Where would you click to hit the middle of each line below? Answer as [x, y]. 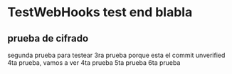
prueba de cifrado [48, 38]
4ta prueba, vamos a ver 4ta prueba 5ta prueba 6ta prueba [94, 63]
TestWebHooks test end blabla [100, 12]
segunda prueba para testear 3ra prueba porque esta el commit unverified [116, 55]
